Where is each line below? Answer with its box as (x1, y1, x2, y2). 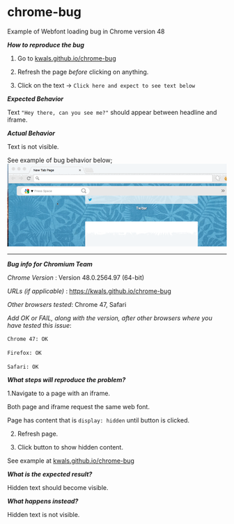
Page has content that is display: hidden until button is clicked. (7, 416, 190, 424)
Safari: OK (7, 363, 39, 371)
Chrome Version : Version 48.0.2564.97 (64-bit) (7, 273, 145, 282)
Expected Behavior (7, 95, 64, 103)
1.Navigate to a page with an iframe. (7, 389, 110, 397)
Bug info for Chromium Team (7, 260, 93, 269)
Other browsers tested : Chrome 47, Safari (7, 301, 127, 309)
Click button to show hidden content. (17, 443, 124, 452)
